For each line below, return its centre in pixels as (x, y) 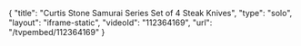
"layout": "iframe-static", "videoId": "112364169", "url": (110, 23)
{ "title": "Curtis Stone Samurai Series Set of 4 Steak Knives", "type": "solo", (150, 13)
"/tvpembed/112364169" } (57, 32)
